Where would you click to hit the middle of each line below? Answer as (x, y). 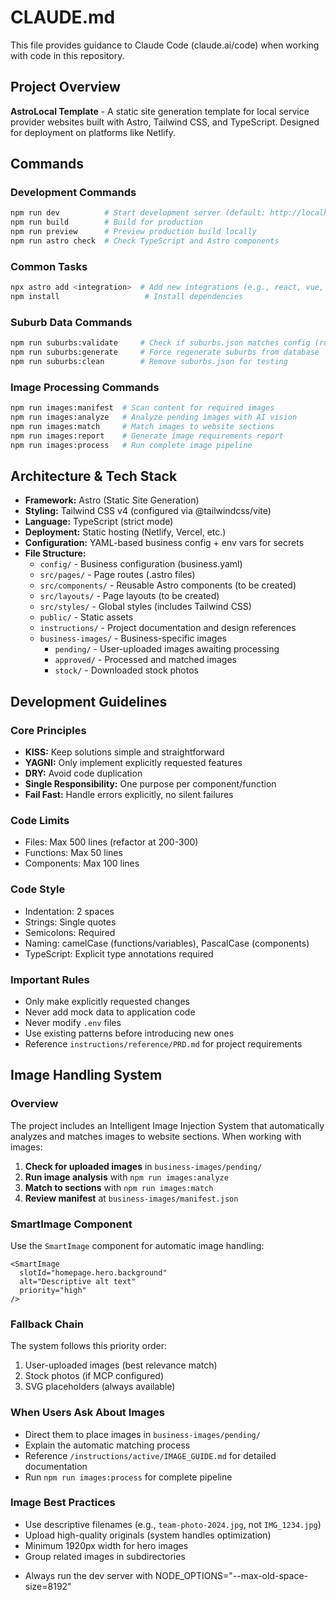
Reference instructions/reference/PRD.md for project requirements (163, 1043)
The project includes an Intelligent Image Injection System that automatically (167, 1125)
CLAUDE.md (63, 17)
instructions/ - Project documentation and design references (168, 628)
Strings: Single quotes (70, 922)
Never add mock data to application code (110, 1012)
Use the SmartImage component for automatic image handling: (137, 1245)
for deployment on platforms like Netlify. (93, 132)
